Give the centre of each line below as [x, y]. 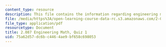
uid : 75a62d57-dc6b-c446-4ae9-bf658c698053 [51, 37]
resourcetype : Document [30, 28]
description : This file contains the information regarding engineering [82, 14]
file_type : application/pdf [34, 23]
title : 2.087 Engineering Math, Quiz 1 [46, 32]
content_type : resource [30, 10]
